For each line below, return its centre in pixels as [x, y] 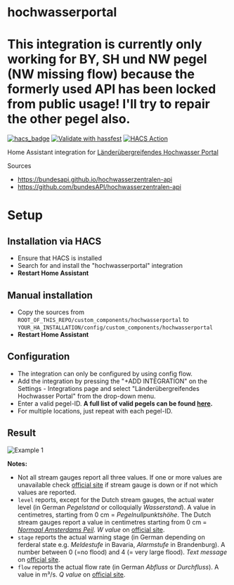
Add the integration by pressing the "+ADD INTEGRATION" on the [112, 381]
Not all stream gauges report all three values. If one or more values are [120, 477]
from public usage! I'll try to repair [109, 104]
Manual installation [50, 295]
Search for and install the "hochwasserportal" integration [100, 266]
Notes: [18, 463]
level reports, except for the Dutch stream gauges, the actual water [116, 499]
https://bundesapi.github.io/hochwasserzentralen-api [95, 179]
